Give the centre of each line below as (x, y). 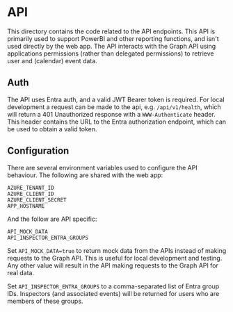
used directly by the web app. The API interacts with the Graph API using (112, 46)
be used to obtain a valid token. (52, 129)
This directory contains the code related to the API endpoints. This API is (111, 31)
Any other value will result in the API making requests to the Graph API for (113, 265)
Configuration (38, 151)
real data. (21, 272)
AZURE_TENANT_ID (31, 188)
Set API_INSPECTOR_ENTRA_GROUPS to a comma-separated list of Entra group (113, 286)
